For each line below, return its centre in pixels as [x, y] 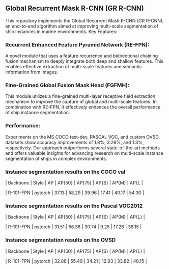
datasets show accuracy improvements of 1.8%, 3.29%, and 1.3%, [75, 142]
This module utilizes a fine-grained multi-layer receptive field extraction [80, 96]
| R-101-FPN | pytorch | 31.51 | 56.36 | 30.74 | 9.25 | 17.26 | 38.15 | [74, 227]
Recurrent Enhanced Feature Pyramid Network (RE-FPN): [77, 44]
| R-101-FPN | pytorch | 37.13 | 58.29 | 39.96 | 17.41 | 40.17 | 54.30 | [75, 193]
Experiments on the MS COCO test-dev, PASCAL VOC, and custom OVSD [82, 137]
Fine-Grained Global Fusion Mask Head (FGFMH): [67, 85]
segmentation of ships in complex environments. [56, 158]
